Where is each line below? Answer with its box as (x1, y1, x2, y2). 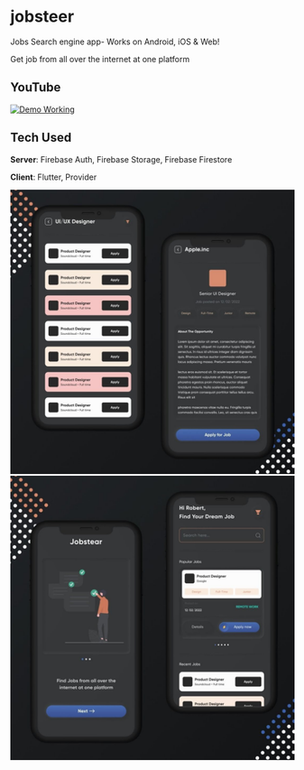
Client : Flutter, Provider (10, 172, 97, 182)
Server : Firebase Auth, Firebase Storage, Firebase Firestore (10, 153, 233, 164)
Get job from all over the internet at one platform (10, 53, 190, 64)
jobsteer (10, 6, 75, 27)
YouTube (10, 79, 61, 96)
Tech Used (10, 130, 72, 145)
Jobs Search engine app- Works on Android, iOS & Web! (10, 36, 220, 47)
